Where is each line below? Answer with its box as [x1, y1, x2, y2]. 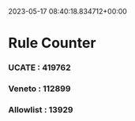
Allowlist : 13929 [8, 104, 73, 115]
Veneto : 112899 [8, 83, 71, 94]
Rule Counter [8, 35, 96, 52]
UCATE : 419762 [8, 62, 71, 73]
